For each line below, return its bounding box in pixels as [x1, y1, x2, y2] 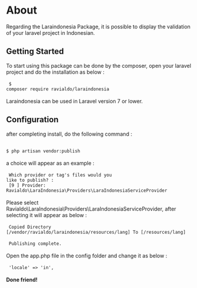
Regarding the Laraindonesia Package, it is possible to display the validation [6, 23, 191, 30]
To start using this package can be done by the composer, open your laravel [6, 62, 192, 69]
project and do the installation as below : [6, 68, 105, 76]
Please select [6, 199, 39, 206]
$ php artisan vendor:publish [6, 148, 81, 154]
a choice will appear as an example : [6, 159, 94, 166]
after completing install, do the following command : [6, 130, 133, 138]
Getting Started [6, 47, 64, 57]
